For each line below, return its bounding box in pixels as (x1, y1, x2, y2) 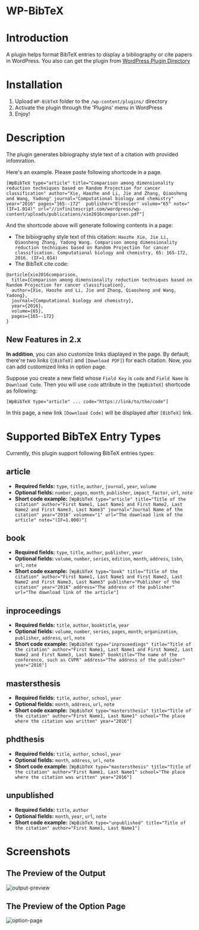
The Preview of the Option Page (6, 901, 126, 912)
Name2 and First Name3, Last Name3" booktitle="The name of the (14, 652, 178, 658)
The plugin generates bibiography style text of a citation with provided (6, 151, 178, 158)
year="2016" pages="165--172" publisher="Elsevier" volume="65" (6, 201, 171, 207)
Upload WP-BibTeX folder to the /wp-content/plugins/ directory (14, 98, 168, 105)
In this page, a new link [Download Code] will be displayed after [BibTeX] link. (6, 409, 193, 416)
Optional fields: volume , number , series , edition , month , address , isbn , (14, 555, 184, 562)
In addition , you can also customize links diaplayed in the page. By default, (6, 350, 190, 358)
